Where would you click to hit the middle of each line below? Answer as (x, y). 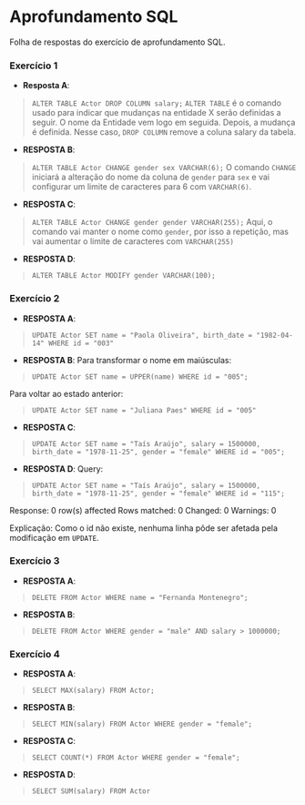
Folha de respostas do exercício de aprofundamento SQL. (117, 42)
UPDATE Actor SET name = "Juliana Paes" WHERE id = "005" (144, 410)
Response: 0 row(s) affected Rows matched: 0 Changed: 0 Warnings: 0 (143, 510)
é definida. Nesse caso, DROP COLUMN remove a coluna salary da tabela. (164, 132)
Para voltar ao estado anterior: (66, 393)
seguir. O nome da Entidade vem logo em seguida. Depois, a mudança (163, 122)
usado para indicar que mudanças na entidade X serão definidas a (156, 113)
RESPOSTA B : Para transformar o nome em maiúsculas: (127, 360)
